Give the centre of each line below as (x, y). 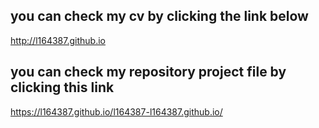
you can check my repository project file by (148, 72)
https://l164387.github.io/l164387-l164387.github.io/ (116, 111)
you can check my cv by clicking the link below (159, 16)
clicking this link (62, 87)
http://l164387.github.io (58, 40)
